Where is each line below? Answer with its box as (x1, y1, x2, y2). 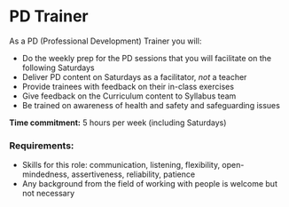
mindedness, (21, 169, 70, 179)
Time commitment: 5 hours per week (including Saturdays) (9, 117, 227, 128)
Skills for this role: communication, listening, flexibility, (21, 160, 220, 171)
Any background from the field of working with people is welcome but (21, 179, 277, 189)
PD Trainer (9, 6, 89, 27)
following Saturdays (21, 62, 95, 73)
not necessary (21, 188, 75, 199)
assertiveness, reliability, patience (71, 169, 196, 179)
